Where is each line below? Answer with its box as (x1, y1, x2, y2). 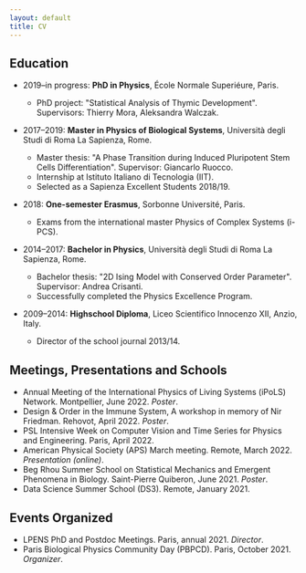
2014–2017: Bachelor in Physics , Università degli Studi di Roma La (22, 244, 273, 255)
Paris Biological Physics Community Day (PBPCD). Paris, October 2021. (22, 544, 291, 555)
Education (9, 56, 69, 71)
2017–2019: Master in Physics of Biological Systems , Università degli (22, 125, 286, 136)
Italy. (22, 318, 42, 329)
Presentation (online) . (22, 454, 104, 465)
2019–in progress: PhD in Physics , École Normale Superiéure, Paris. (22, 79, 280, 91)
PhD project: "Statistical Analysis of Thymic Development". (36, 98, 258, 109)
